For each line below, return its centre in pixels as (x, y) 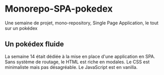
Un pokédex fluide (34, 44)
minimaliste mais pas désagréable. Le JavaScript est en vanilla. (71, 67)
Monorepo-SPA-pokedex (59, 9)
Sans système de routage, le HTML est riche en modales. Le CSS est (77, 62)
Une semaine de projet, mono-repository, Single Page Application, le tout (82, 23)
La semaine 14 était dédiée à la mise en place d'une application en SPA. (80, 56)
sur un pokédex (21, 28)
